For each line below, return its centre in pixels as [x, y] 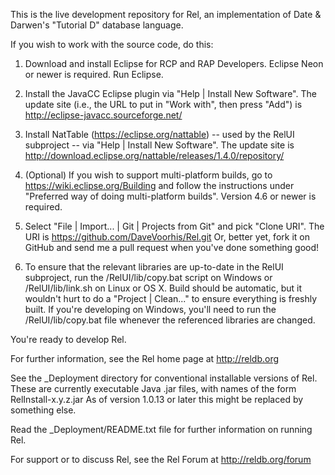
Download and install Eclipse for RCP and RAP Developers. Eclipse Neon [174, 63]
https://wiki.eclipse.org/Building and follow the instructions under [159, 185]
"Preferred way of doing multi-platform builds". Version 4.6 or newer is [170, 196]
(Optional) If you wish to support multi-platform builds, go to [148, 175]
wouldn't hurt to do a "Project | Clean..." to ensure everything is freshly [171, 298]
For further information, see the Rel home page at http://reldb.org [145, 358]
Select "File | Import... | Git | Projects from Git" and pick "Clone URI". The [174, 226]
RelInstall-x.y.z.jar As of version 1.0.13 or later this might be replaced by [157, 399]
